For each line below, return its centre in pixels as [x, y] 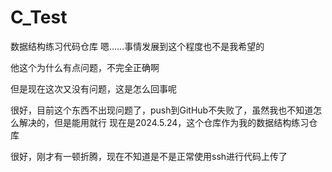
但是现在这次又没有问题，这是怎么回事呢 [93, 88]
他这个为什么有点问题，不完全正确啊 [85, 67]
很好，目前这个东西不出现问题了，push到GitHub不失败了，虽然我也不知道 [162, 110]
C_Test [39, 17]
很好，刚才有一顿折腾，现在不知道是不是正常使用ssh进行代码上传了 [149, 156]
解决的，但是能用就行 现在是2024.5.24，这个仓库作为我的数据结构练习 [164, 122]
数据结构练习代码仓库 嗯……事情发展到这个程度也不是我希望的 [137, 46]
